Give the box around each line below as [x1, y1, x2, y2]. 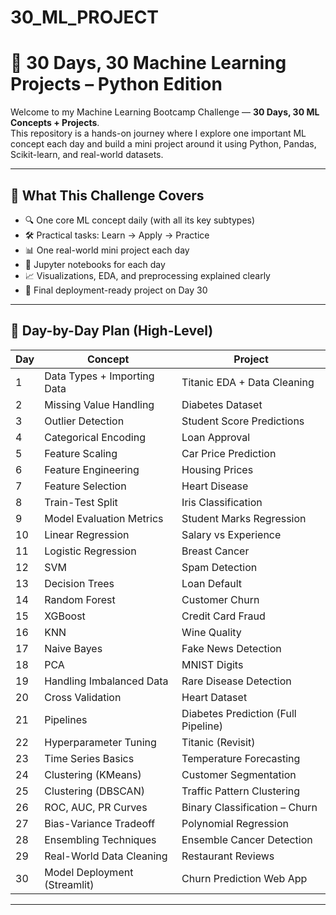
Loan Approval [181, 430, 251, 444]
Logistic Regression [44, 544, 137, 558]
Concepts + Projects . [10, 117, 100, 129]
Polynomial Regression [181, 816, 289, 830]
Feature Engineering [44, 462, 140, 476]
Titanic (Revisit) [181, 735, 256, 749]
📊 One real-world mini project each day [24, 244, 190, 256]
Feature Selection [44, 479, 127, 493]
